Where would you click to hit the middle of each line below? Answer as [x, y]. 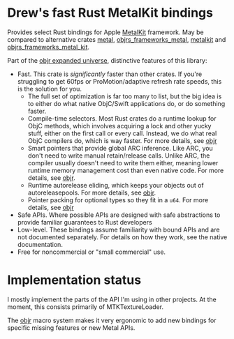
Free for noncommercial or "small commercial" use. [92, 252]
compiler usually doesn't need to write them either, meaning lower [123, 163]
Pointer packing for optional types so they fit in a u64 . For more [118, 199]
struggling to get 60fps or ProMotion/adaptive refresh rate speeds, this [119, 81]
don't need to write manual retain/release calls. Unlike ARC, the [119, 156]
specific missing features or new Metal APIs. [71, 327]
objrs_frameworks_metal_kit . [48, 47]
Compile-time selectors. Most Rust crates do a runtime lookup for [122, 118]
